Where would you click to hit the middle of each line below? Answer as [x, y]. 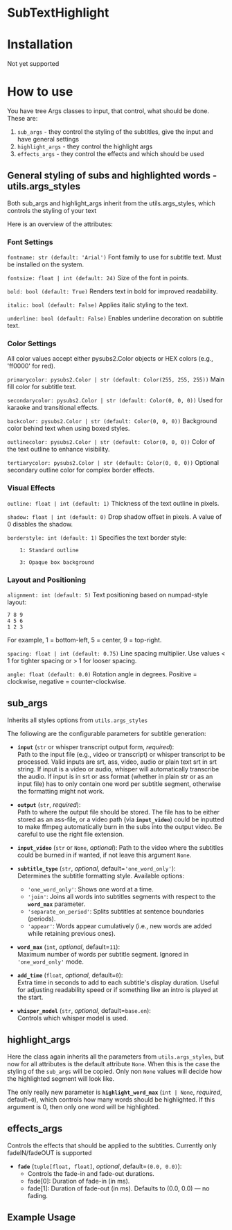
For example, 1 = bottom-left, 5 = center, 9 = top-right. [84, 640]
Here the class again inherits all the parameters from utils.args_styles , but [116, 1057]
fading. [38, 1195]
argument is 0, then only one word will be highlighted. [84, 1107]
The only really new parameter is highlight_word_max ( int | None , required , [115, 1092]
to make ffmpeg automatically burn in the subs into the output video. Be [119, 826]
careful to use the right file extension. [71, 834]
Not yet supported [33, 64]
